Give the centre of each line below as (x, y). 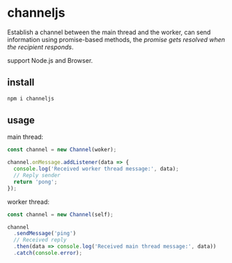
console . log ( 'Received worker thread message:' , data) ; (96, 169)
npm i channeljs (31, 98)
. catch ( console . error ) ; (48, 253)
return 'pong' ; (36, 182)
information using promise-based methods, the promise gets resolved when (116, 39)
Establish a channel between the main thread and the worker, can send (109, 32)
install (21, 83)
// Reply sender (37, 176)
